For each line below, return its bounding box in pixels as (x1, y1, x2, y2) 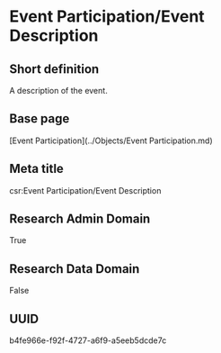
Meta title (9, 161, 65, 176)
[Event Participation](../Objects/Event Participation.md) (9, 135, 213, 146)
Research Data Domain (9, 261, 140, 276)
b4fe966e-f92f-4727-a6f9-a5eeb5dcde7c (9, 335, 167, 346)
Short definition (9, 61, 100, 77)
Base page (9, 111, 70, 127)
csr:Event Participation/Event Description (9, 185, 162, 195)
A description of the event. (9, 86, 108, 95)
